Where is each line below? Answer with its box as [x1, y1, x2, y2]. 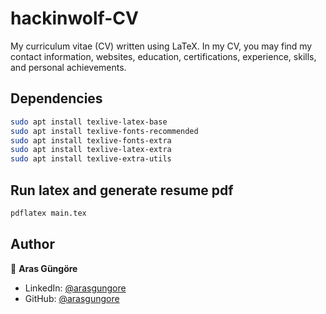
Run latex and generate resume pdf [10, 182, 234, 199]
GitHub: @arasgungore [24, 292, 120, 304]
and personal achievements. [10, 61, 127, 73]
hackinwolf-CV [10, 7, 139, 30]
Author [10, 236, 55, 253]
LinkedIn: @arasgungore [24, 282, 127, 294]
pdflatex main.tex [10, 208, 87, 218]
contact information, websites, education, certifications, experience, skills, [10, 50, 317, 62]
